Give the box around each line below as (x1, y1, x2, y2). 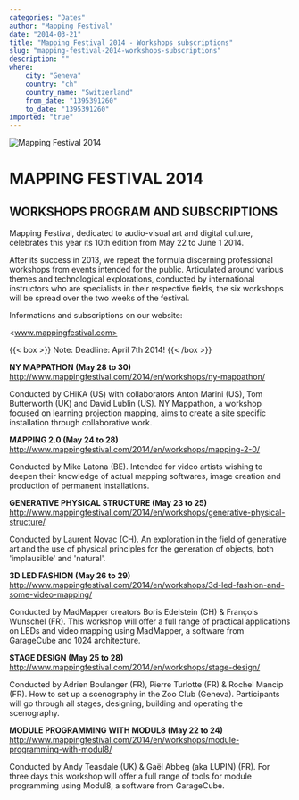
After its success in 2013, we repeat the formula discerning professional (9, 255, 274, 265)
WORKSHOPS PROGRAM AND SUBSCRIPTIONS (9, 204, 278, 219)
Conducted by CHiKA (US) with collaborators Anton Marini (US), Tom (9, 389, 263, 400)
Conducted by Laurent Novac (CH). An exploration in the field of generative (9, 534, 287, 545)
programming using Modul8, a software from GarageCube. (9, 780, 225, 791)
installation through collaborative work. (9, 417, 153, 428)
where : (9, 63, 34, 72)
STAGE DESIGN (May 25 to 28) (9, 653, 124, 663)
